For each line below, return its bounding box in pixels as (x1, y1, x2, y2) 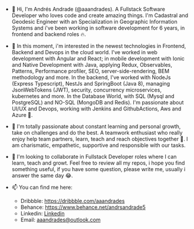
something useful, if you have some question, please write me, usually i (11, 166, 186, 172)
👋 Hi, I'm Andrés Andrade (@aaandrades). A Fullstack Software (11, 6, 165, 12)
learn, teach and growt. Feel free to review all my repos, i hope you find (11, 159, 185, 166)
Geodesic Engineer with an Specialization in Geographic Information (11, 18, 178, 25)
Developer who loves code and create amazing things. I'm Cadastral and (11, 12, 189, 19)
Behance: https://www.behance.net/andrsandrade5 (20, 204, 146, 211)
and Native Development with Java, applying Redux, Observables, (11, 61, 173, 68)
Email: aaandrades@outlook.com (20, 216, 101, 223)
